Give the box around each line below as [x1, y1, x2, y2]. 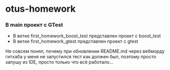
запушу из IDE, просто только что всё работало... [5, 59, 114, 65]
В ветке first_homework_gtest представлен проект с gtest [12, 38, 139, 44]
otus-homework [5, 3, 76, 15]
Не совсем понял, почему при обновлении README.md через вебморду [5, 48, 165, 54]
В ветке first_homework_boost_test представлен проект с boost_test [12, 33, 161, 39]
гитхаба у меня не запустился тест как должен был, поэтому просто [5, 54, 157, 60]
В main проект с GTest [5, 21, 63, 29]
